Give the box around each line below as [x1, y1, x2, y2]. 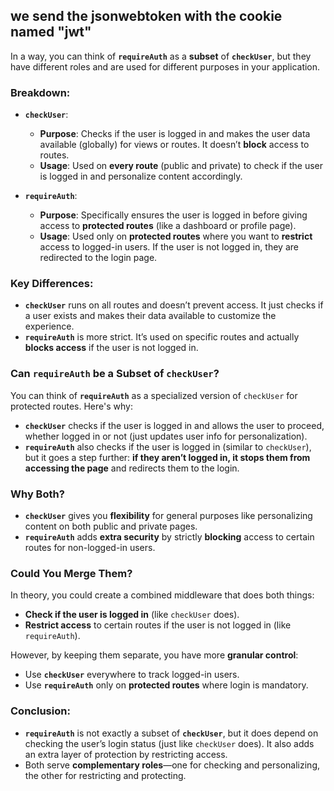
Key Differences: [10, 277, 94, 291]
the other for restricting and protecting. [24, 769, 187, 781]
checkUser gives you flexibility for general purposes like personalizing [24, 510, 313, 521]
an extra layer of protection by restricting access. [24, 748, 228, 760]
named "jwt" [10, 24, 92, 41]
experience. [24, 320, 75, 333]
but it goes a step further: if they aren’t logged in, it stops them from [24, 451, 311, 463]
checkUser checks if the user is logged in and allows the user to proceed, [24, 419, 325, 431]
